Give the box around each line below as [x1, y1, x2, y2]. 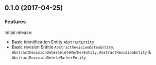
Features [4, 18, 26, 25]
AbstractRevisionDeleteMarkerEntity [11, 55, 86, 60]
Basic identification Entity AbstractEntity [11, 39, 94, 45]
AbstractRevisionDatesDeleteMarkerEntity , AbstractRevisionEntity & [11, 49, 151, 55]
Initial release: [4, 29, 33, 35]
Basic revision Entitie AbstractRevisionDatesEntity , [11, 44, 115, 50]
